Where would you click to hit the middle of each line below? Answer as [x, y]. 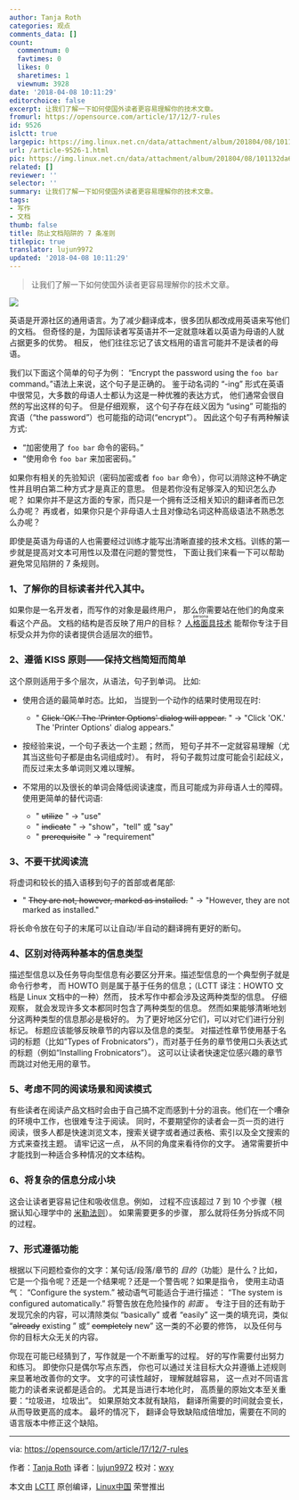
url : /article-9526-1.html [59, 150]
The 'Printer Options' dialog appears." [105, 727]
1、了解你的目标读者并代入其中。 [80, 588]
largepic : [28, 142]
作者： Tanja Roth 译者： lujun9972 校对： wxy [92, 1468]
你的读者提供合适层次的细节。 [102, 634]
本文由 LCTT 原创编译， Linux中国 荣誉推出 [87, 1487]
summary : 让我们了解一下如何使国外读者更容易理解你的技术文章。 [113, 192]
